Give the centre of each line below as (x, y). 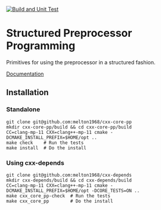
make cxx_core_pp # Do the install (60, 201)
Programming (41, 46)
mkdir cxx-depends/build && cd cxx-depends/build (69, 180)
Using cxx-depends (35, 162)
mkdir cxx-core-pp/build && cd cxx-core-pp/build (69, 127)
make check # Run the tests (45, 143)
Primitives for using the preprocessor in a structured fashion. (81, 62)
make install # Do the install (46, 148)
